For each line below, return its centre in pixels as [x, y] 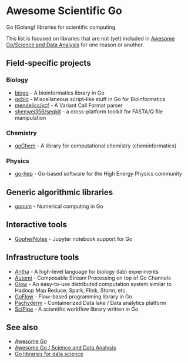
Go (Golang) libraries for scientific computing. [62, 27]
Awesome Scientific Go [64, 11]
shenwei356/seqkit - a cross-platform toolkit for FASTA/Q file [89, 111]
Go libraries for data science [49, 354]
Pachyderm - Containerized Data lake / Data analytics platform [90, 302]
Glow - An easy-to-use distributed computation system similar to [93, 284]
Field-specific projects [48, 63]
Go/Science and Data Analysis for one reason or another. [75, 45]
